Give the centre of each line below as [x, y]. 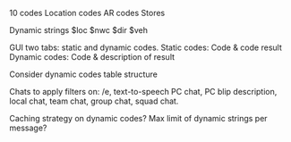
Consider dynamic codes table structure [84, 74]
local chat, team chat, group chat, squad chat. [94, 101]
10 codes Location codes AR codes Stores [87, 13]
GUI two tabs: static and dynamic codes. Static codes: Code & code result [145, 47]
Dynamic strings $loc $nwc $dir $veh [78, 30]
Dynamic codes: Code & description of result [92, 57]
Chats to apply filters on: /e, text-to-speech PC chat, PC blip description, [143, 92]
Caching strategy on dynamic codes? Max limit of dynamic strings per [138, 118]
